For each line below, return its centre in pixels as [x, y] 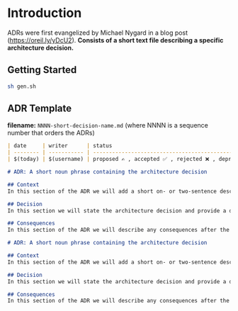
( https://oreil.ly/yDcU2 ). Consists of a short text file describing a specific [115, 40]
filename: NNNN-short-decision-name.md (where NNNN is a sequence [108, 125]
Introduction [45, 13]
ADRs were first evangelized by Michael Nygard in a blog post [98, 33]
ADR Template [40, 109]
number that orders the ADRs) [51, 133]
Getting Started [42, 70]
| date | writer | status [60, 146]
